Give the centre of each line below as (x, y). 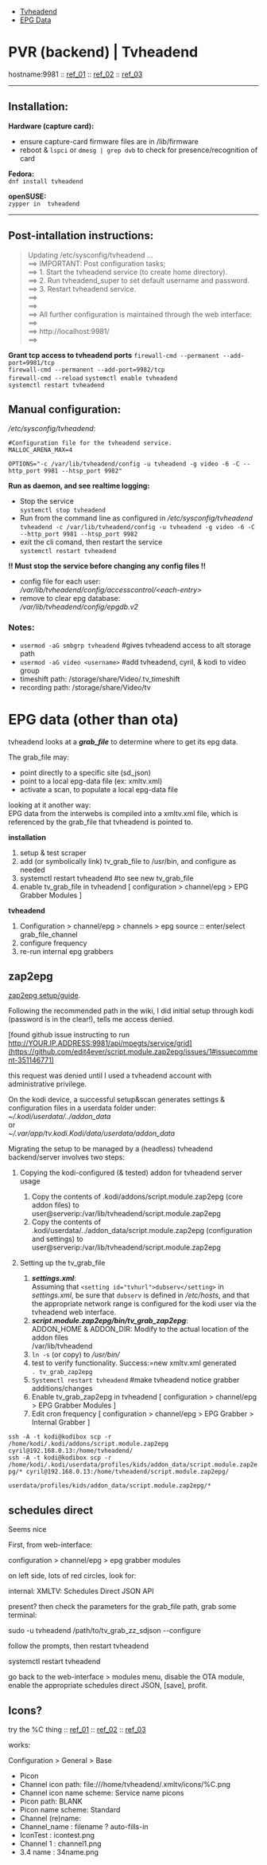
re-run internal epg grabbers (66, 951)
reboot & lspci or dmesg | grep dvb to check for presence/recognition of (139, 150)
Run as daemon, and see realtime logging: (79, 486)
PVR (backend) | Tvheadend (103, 52)
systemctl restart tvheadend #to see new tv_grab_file (106, 878)
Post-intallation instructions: (81, 236)
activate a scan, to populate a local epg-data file (99, 789)
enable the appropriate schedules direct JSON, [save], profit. (108, 1686)
